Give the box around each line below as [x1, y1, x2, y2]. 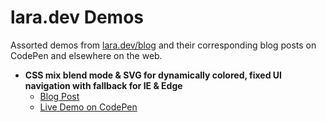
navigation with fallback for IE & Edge [24, 79, 183, 91]
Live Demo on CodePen [39, 101, 138, 113]
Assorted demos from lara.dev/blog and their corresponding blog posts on [10, 39, 317, 51]
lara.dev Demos [10, 6, 145, 29]
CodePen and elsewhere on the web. [10, 49, 163, 61]
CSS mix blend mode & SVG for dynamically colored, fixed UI [24, 69, 283, 81]
